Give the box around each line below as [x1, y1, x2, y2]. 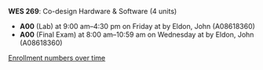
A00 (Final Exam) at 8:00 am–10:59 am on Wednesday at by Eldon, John [19, 30, 254, 39]
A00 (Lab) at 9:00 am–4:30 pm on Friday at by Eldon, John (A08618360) [19, 22, 255, 30]
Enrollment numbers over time [8, 54, 106, 62]
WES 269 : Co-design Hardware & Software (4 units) [8, 7, 177, 16]
